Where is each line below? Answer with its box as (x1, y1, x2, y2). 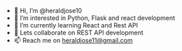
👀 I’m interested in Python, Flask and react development (13, 14, 176, 22)
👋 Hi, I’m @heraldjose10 (13, 7, 83, 14)
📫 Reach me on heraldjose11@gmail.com (13, 37, 133, 44)
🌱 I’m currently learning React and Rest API (13, 21, 139, 29)
